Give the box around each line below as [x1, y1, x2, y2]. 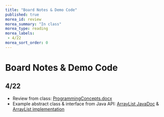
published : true [5, 12, 39, 17]
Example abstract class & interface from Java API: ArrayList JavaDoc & [12, 100, 159, 106]
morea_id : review [5, 17, 42, 22]
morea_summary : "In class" [5, 21, 62, 27]
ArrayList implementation [12, 106, 65, 112]
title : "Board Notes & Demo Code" [5, 7, 78, 13]
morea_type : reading [5, 26, 49, 31]
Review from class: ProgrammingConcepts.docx [12, 95, 112, 101]
